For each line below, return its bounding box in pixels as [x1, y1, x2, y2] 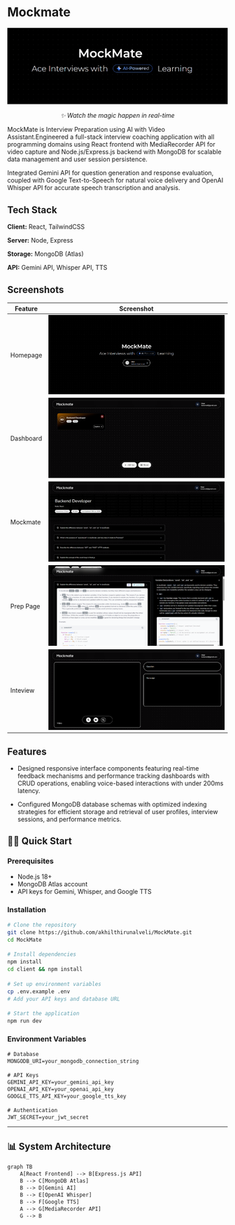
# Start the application [7, 1010, 80, 1017]
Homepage [10, 351, 43, 360]
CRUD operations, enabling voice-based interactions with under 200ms [17, 779, 224, 787]
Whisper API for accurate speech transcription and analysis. [7, 184, 180, 192]
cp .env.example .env [7, 988, 71, 995]
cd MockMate [7, 936, 42, 943]
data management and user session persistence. [7, 155, 148, 163]
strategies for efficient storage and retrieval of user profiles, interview [17, 807, 218, 815]
